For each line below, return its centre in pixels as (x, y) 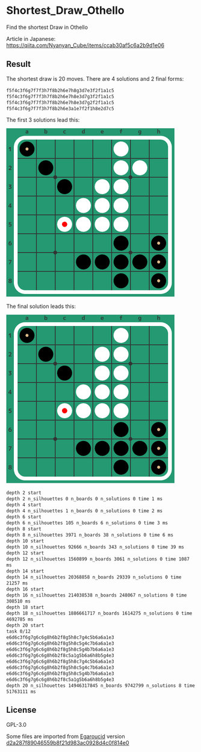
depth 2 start (24, 493)
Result (19, 64)
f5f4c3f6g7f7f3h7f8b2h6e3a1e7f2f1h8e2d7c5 (60, 108)
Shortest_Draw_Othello (65, 11)
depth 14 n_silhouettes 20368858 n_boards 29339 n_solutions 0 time (94, 577)
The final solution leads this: (41, 306)
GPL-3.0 (17, 724)
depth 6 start (24, 517)
